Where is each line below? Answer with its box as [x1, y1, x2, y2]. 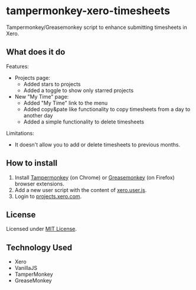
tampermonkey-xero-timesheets [6, 4, 170, 18]
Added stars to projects [23, 80, 81, 87]
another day [23, 112, 53, 119]
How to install [6, 158, 58, 168]
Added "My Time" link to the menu [23, 99, 108, 106]
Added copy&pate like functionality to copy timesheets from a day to [23, 105, 191, 113]
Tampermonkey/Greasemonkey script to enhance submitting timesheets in [6, 24, 187, 31]
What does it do [6, 47, 66, 57]
